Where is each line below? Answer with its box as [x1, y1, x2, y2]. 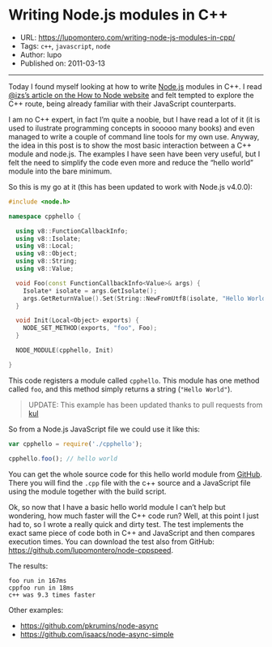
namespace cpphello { [8, 212, 82, 221]
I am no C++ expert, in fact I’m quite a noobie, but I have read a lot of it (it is [8, 114, 261, 124]
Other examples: [8, 605, 64, 615]
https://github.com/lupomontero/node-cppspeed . [8, 545, 174, 555]
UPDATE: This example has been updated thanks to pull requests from [28, 400, 263, 409]
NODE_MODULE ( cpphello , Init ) [15, 346, 114, 354]
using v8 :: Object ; [15, 250, 79, 258]
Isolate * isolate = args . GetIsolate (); [23, 286, 158, 295]
